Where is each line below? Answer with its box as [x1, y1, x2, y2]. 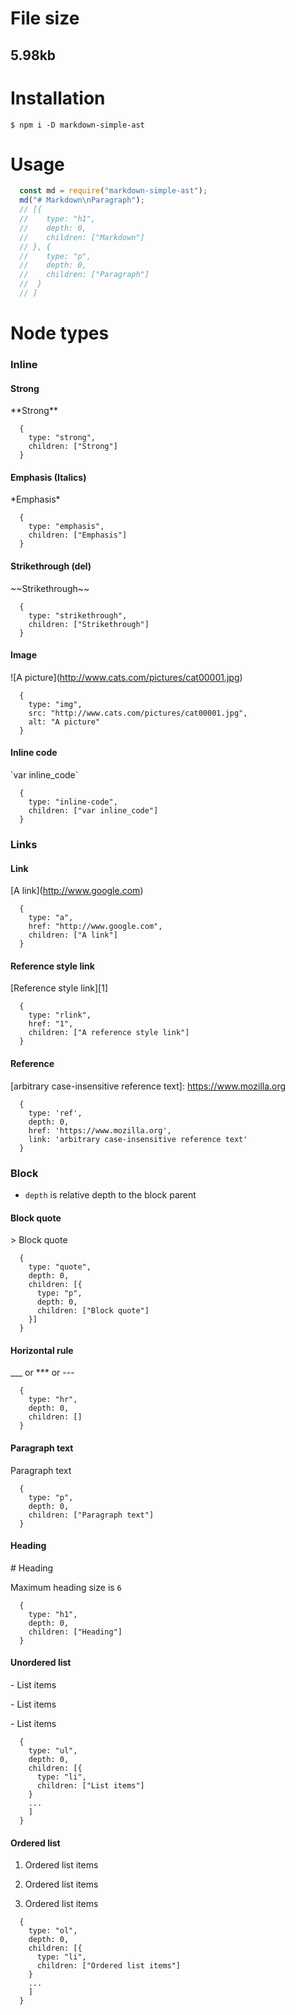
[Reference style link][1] [10, 982, 108, 994]
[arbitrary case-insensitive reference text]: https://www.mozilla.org [10, 1080, 287, 1092]
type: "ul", [28, 1745, 78, 1756]
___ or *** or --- [10, 1367, 75, 1379]
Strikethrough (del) [10, 560, 92, 572]
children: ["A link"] [28, 930, 118, 941]
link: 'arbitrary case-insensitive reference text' [28, 1134, 248, 1144]
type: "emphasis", [28, 522, 105, 532]
